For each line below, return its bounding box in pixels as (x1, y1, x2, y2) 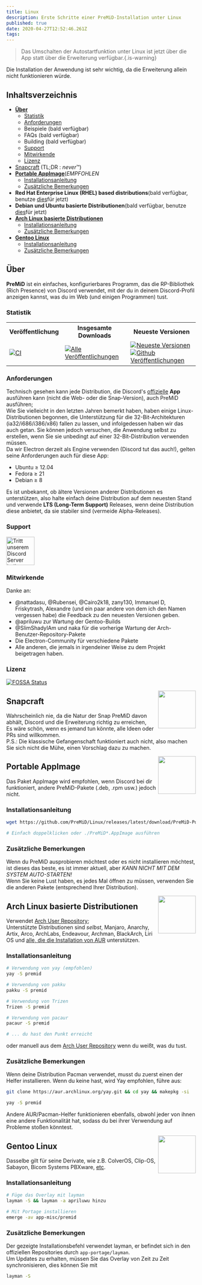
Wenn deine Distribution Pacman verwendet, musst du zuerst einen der (6, 1071, 183, 1078)
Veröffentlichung (9, 328, 59, 336)
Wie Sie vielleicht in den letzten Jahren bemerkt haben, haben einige (6, 407, 177, 414)
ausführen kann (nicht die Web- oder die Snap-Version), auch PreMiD (6, 395, 179, 402)
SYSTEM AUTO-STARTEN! (6, 871, 72, 878)
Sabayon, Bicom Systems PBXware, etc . (6, 1164, 106, 1171)
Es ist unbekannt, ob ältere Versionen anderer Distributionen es (6, 488, 164, 495)
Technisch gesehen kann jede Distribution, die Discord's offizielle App (6, 388, 180, 395)
